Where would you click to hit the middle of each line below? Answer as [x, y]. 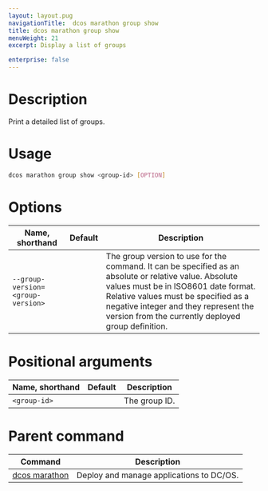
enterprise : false [39, 60]
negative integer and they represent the [180, 306]
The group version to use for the [166, 256]
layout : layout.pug [41, 16]
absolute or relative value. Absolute [171, 276]
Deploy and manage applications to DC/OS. [158, 475]
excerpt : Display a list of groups [67, 46]
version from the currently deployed [173, 316]
